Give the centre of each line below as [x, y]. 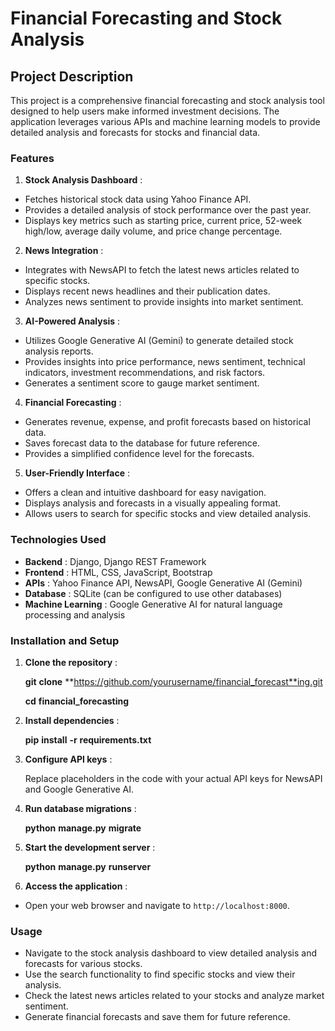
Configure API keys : [68, 759]
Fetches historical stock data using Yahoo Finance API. [138, 199]
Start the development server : [90, 847]
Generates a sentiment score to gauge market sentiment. [142, 383]
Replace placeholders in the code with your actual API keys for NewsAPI [173, 778]
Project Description [72, 76]
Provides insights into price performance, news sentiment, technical [165, 362]
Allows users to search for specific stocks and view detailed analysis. [168, 514]
